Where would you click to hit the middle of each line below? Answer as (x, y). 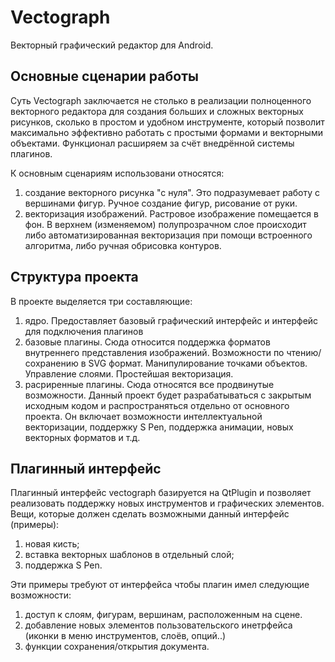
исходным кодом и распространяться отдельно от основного (157, 405)
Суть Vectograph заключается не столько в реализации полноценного (161, 100)
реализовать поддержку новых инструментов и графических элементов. (167, 503)
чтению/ (304, 352)
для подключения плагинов (84, 331)
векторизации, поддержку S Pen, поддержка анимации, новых (159, 427)
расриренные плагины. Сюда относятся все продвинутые (149, 384)
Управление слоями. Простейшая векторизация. (129, 373)
